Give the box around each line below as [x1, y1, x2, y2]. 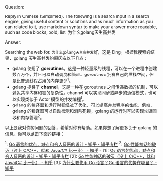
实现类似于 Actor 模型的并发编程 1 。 [16, 95, 87, 102]
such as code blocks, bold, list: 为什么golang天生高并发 [5, 30, 116, 35]
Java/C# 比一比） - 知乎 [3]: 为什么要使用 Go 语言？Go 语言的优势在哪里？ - [5, 159, 157, 165]
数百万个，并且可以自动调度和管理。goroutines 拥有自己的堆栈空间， [12, 72, 150, 77]
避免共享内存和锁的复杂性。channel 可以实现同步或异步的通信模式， [12, 90, 148, 96]
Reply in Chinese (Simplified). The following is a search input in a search [5, 14, 149, 19]
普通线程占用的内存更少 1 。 [20, 77, 74, 84]
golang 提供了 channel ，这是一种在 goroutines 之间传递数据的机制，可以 [12, 84, 158, 90]
